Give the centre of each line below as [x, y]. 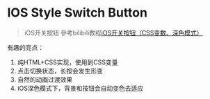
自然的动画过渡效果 [45, 79]
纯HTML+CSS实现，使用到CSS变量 [67, 62]
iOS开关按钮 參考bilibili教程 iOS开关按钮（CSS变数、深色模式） [113, 33]
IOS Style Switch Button [78, 13]
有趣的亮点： [25, 47]
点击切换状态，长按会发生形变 [60, 71]
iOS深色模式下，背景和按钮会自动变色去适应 [80, 88]
